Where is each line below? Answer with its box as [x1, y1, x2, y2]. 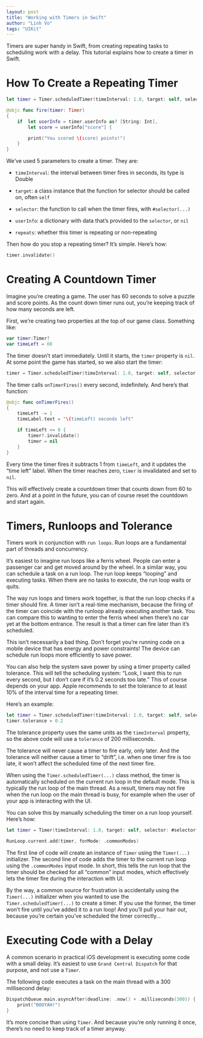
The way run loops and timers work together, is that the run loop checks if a [6, 594, 195, 602]
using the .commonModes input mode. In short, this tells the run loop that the [6, 862, 191, 869]
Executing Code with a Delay [6, 933, 153, 947]
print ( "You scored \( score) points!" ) [28, 135, 126, 141]
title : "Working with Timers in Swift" [6, 15, 107, 21]
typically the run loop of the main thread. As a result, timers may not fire [6, 784, 185, 792]
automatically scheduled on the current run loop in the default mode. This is [6, 778, 195, 786]
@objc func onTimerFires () [6, 399, 74, 406]
